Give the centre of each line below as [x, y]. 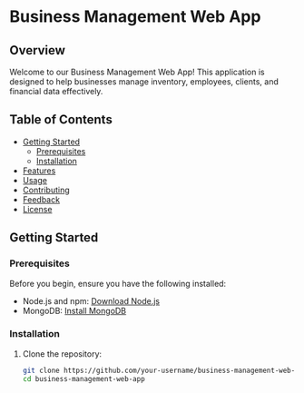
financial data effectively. [56, 91]
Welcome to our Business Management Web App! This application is [137, 72]
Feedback [41, 199]
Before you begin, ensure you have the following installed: [118, 283]
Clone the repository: [62, 354]
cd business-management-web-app [83, 378]
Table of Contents [61, 120]
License [37, 209]
